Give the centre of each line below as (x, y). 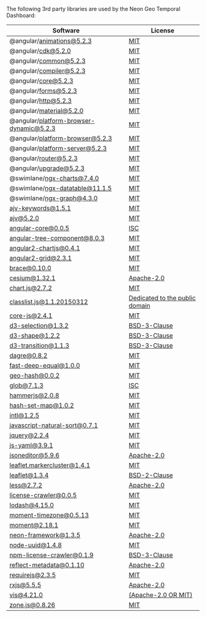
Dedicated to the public (162, 298)
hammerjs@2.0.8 (34, 395)
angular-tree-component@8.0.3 (57, 238)
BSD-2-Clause (151, 475)
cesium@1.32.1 (32, 278)
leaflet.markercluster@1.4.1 (50, 465)
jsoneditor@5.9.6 (35, 455)
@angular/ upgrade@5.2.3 (47, 168)
